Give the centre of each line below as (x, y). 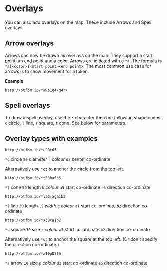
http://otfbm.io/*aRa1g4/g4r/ (37, 90)
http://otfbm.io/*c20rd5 (31, 150)
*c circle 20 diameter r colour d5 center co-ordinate (58, 159)
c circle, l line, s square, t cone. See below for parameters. (66, 123)
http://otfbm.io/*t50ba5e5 (33, 178)
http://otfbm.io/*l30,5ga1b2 (35, 197)
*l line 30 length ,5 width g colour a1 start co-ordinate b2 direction (73, 206)
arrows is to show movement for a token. (47, 71)
